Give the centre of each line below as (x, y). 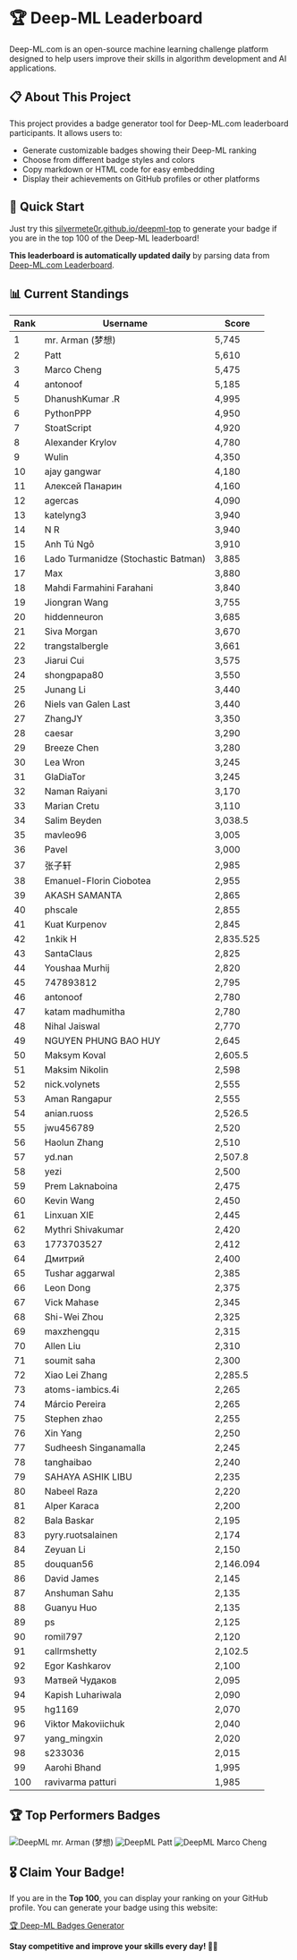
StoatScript (68, 428)
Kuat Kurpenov (76, 925)
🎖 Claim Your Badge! (67, 1872)
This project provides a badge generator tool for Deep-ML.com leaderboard (149, 123)
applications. (33, 68)
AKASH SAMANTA (83, 895)
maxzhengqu (72, 1332)
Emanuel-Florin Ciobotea (98, 881)
